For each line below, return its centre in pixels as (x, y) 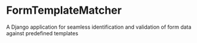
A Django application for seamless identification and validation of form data (99, 27)
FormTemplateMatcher (64, 10)
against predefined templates (42, 33)
